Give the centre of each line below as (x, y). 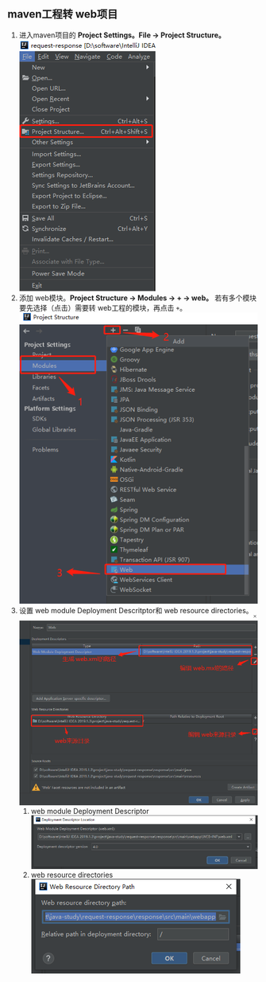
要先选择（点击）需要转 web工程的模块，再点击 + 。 (103, 307)
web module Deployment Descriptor (90, 811)
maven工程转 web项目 (63, 14)
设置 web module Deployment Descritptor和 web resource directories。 (136, 611)
